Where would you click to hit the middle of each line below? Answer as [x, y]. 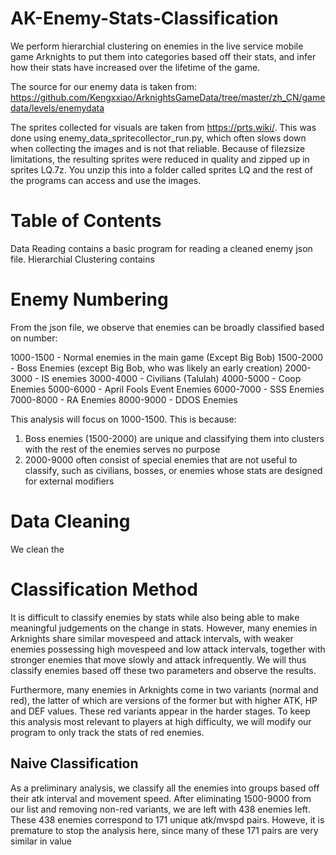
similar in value [41, 841]
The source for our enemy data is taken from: [104, 86]
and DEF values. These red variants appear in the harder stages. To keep [160, 711]
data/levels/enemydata [57, 108]
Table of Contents [86, 221]
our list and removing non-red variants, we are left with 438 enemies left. [160, 809]
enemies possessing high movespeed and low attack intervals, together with [168, 649]
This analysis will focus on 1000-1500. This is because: [123, 419]
